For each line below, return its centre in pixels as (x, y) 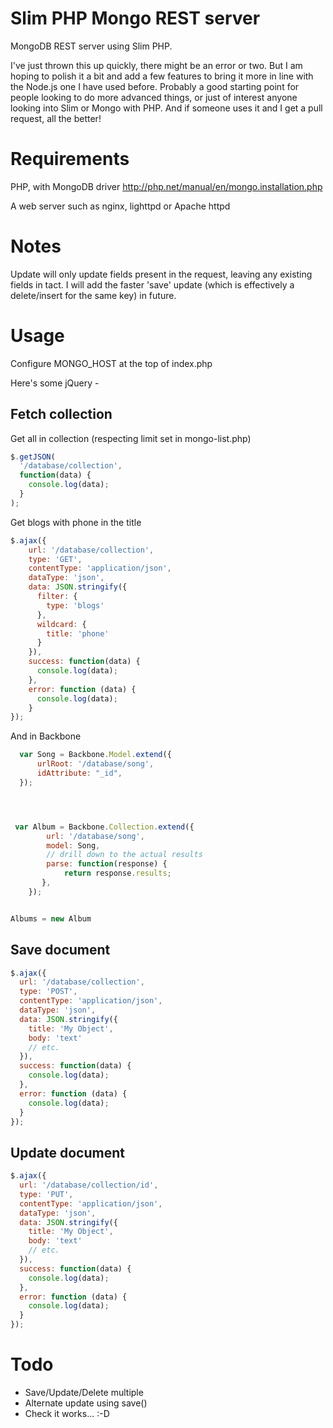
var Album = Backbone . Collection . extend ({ (104, 827)
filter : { (57, 597)
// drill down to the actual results (124, 855)
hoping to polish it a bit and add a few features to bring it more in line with (162, 76)
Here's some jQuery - (55, 383)
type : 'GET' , (55, 559)
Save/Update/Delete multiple (84, 1392)
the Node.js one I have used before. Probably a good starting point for (155, 86)
